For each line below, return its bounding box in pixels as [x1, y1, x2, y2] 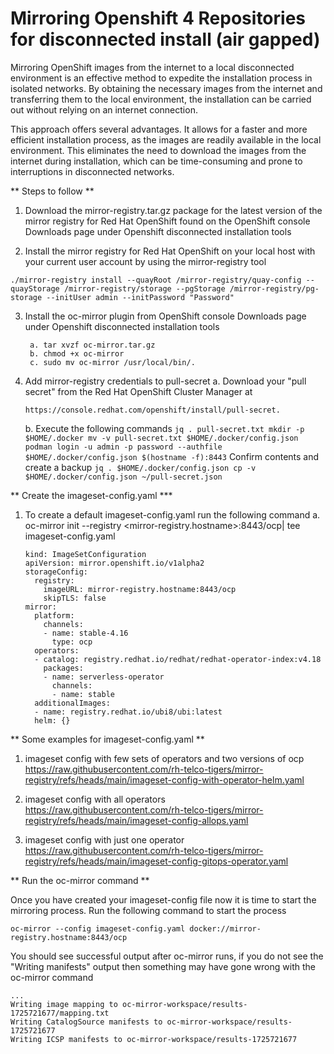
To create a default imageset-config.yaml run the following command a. [24, 508, 321, 521]
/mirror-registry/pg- [229, 283, 320, 294]
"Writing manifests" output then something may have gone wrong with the [10, 960, 316, 972]
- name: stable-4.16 [43, 628, 129, 638]
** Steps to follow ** [10, 185, 95, 197]
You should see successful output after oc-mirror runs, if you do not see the [10, 950, 324, 962]
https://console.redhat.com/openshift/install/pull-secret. [24, 405, 281, 415]
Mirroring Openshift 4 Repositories [10, 7, 307, 30]
